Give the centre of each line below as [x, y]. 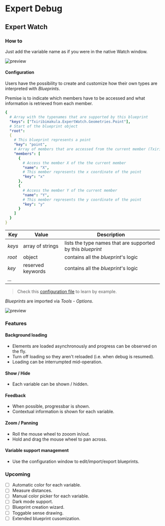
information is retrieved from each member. [49, 104]
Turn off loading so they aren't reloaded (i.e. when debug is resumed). [83, 357]
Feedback [15, 395]
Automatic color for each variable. [47, 485]
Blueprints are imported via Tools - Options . [49, 301]
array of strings [41, 246]
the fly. [19, 351]
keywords [34, 271]
